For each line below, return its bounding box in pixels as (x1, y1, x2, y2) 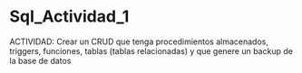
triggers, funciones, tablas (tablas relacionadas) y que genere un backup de (9, 45, 293, 56)
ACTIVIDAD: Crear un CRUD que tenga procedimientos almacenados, (9, 36, 269, 47)
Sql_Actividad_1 (9, 6, 130, 27)
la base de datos (9, 55, 72, 66)
